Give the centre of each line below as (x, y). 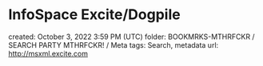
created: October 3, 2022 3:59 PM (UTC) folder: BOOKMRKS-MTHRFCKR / (131, 37)
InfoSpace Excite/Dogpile (95, 15)
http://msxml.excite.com (48, 53)
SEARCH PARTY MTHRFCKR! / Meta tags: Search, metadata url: (114, 45)
